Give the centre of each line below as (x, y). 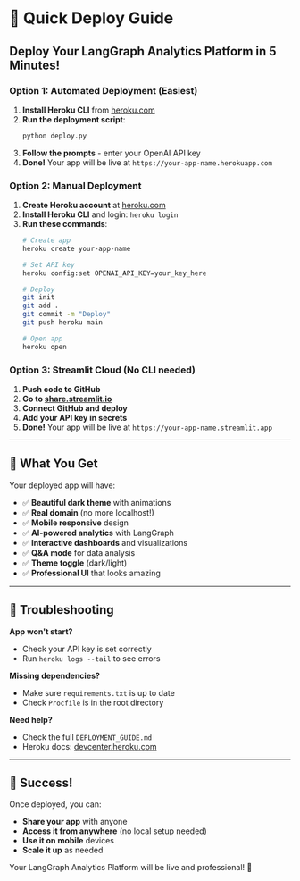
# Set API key (48, 264)
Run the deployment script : (74, 119)
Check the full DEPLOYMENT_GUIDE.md (87, 737)
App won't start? (41, 631)
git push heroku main (62, 323)
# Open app (42, 339)
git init (38, 298)
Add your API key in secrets (75, 417)
